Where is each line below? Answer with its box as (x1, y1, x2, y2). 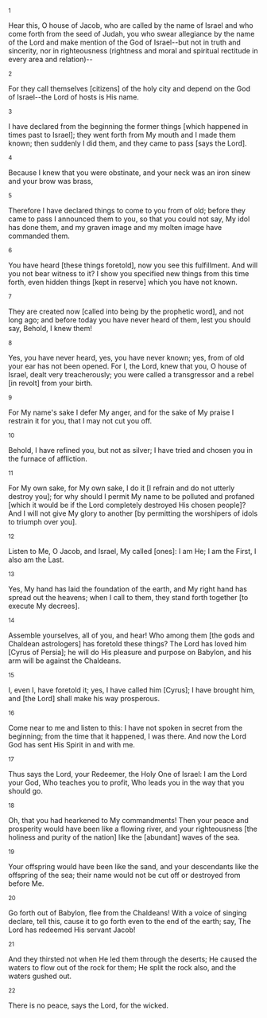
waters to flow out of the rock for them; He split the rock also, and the (8, 963, 237, 972)
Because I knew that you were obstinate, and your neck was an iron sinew (8, 168, 251, 177)
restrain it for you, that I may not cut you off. (8, 416, 153, 425)
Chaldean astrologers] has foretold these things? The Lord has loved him (8, 639, 247, 648)
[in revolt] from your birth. (8, 378, 93, 388)
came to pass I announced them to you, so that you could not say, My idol (8, 214, 250, 224)
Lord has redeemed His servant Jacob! (8, 925, 136, 934)
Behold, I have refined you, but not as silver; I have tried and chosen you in (8, 446, 253, 454)
